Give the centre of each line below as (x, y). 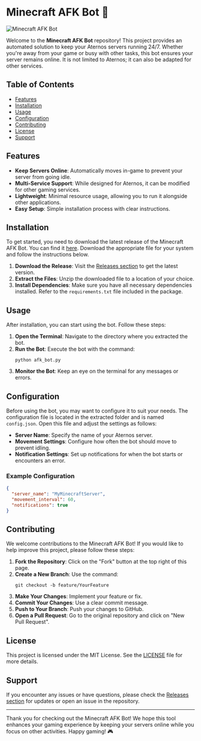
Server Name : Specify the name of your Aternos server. (84, 435)
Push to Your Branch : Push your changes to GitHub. (79, 609)
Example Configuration (40, 476)
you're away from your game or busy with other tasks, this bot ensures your (100, 53)
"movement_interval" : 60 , (44, 500)
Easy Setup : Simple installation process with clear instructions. (92, 208)
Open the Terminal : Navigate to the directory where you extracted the (101, 336)
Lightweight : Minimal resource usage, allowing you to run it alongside (101, 196)
